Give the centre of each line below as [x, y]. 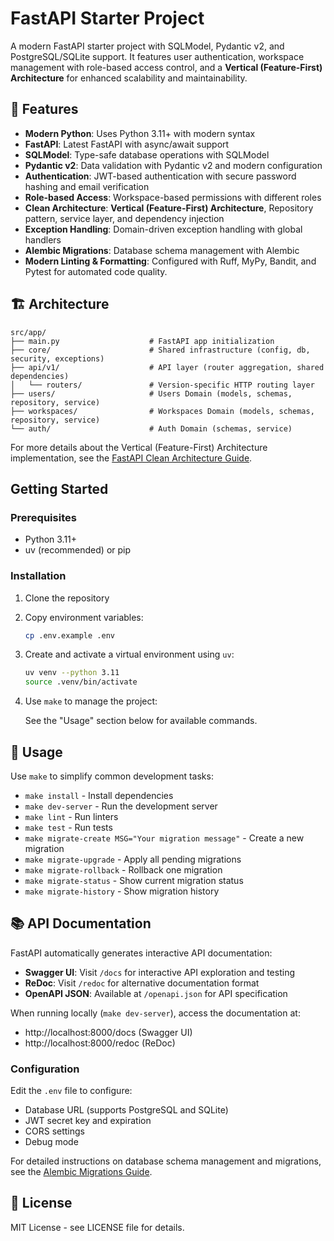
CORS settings [55, 1131]
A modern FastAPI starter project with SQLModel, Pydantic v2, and [147, 46]
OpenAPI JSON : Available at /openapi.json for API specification [156, 993]
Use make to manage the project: [91, 701]
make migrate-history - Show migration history [122, 891]
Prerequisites [43, 517]
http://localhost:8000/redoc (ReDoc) [100, 1043]
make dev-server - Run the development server [121, 806]
